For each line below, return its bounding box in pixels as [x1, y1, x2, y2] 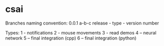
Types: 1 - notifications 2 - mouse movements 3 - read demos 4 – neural [5, 29, 156, 35]
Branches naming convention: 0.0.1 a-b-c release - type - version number [5, 20, 159, 26]
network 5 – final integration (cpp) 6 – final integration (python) [5, 35, 137, 41]
